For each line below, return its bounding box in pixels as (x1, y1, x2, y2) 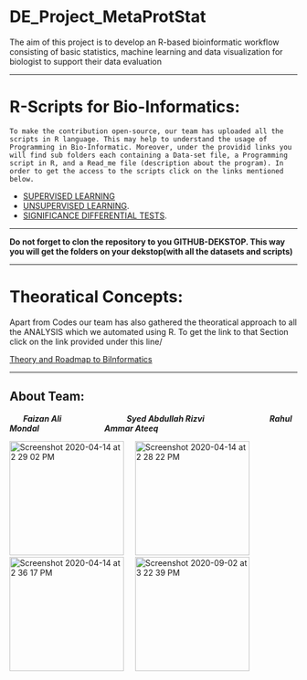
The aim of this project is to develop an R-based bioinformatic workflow (9, 37, 280, 47)
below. (9, 174, 35, 183)
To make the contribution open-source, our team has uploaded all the (9, 126, 284, 136)
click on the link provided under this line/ (9, 336, 163, 347)
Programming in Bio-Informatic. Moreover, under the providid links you (9, 142, 292, 152)
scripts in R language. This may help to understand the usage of (9, 134, 268, 143)
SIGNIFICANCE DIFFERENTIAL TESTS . (22, 210, 167, 221)
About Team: (9, 389, 85, 404)
